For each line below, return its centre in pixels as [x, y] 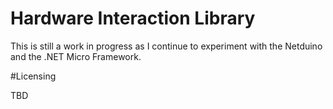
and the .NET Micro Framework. [76, 56]
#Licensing [33, 76]
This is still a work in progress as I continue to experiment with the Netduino [166, 46]
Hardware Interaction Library [133, 18]
